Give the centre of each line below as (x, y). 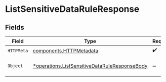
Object (15, 66)
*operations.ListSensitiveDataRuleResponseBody (90, 66)
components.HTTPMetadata (66, 50)
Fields (15, 27)
